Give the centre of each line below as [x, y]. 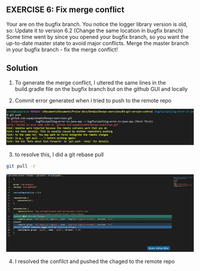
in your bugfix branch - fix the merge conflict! [62, 49]
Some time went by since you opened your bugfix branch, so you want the [98, 37]
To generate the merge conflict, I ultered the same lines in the [90, 82]
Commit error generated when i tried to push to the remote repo [93, 100]
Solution [22, 68]
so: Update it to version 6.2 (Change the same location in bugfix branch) [95, 30]
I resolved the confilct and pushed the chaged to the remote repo [95, 261]
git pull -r [21, 166]
